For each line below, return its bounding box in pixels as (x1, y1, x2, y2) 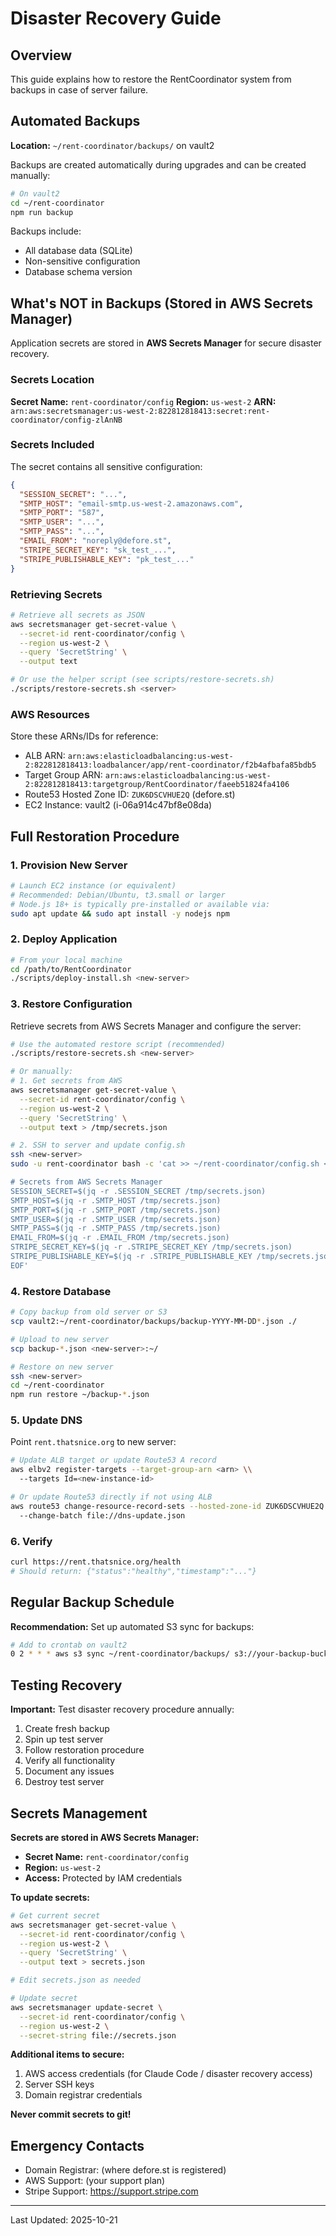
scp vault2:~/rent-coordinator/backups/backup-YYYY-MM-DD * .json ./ (10, 1317, 298, 1327)
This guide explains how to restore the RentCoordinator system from (10, 73, 292, 85)
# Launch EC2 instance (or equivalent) (10, 880, 177, 891)
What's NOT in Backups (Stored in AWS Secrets (10, 295, 313, 312)
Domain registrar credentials (24, 2089, 143, 2101)
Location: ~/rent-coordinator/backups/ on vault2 (10, 139, 215, 151)
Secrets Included (10, 438, 95, 452)
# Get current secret (10, 1910, 101, 1921)
